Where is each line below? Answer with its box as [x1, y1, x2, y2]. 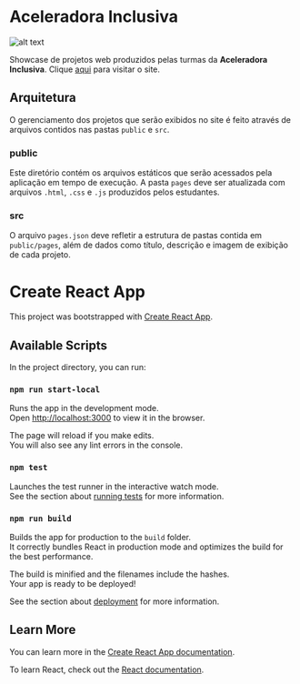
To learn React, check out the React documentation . [9, 664, 205, 675]
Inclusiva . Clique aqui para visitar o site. [9, 64, 161, 75]
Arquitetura [9, 90, 76, 106]
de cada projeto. [9, 249, 71, 260]
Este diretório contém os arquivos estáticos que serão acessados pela [9, 167, 273, 178]
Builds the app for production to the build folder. [9, 531, 192, 542]
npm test [9, 462, 48, 473]
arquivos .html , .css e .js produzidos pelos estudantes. [9, 186, 220, 197]
